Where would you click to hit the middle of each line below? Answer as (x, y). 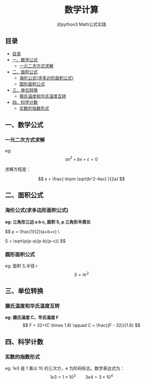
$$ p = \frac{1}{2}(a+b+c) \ (32, 231)
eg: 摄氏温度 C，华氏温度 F (32, 318)
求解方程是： (18, 169)
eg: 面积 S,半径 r (21, 266)
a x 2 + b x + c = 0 (81, 159)
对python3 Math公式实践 (81, 24)
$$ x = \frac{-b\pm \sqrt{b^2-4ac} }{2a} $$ (81, 179)
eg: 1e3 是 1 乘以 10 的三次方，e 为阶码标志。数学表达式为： (65, 368)
